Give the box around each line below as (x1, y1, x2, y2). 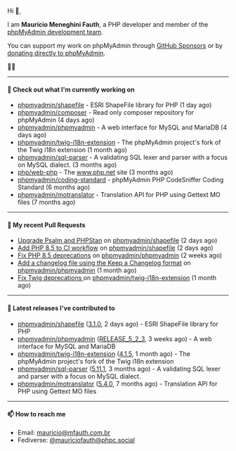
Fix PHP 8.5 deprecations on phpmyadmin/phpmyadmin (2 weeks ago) (17, 251, 223, 260)
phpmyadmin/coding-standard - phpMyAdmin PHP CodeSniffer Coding (17, 176, 224, 184)
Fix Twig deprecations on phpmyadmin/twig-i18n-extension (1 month (17, 274, 217, 282)
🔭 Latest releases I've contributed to (7, 304, 115, 312)
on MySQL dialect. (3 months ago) (17, 160, 117, 169)
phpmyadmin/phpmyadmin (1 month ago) (17, 266, 137, 274)
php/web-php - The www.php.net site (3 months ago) (17, 168, 173, 177)
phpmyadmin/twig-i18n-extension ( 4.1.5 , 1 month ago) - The (17, 349, 191, 358)
